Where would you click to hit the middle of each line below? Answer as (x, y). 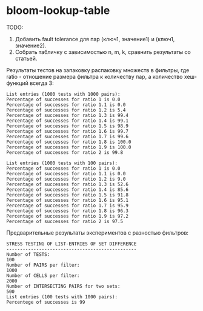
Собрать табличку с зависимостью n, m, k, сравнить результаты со (103, 52)
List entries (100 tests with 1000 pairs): (62, 297)
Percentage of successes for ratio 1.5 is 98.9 (68, 126)
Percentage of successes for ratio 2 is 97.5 (65, 221)
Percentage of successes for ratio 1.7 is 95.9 (68, 206)
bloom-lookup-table (58, 11)
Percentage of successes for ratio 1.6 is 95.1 (68, 200)
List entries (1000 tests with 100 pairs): (62, 163)
